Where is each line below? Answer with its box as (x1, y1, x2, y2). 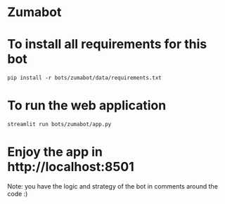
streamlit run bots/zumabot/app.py (7, 121, 112, 128)
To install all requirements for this (7, 36, 207, 53)
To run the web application (7, 97, 167, 114)
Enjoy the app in (7, 144, 103, 160)
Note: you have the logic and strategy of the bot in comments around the (7, 182, 218, 190)
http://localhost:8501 (7, 159, 135, 175)
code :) (7, 190, 28, 198)
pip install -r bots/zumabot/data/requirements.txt (7, 74, 162, 81)
